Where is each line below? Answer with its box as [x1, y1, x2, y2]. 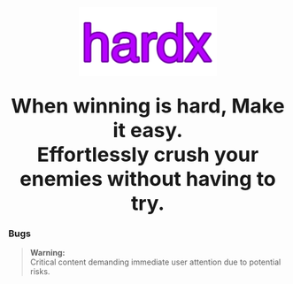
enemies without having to [19, 165, 276, 191]
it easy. [112, 117, 183, 142]
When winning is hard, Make [11, 93, 285, 119]
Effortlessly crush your [36, 142, 259, 167]
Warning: [29, 248, 66, 258]
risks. [29, 266, 50, 277]
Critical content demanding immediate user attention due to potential [29, 257, 281, 267]
